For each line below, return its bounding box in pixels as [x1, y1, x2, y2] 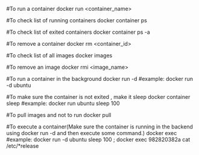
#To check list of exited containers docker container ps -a [6, 28, 151, 36]
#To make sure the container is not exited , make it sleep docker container [6, 93, 191, 100]
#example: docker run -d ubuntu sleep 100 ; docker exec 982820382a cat [6, 136, 191, 143]
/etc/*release [6, 142, 39, 150]
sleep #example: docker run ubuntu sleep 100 [6, 100, 120, 107]
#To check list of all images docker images [6, 52, 113, 59]
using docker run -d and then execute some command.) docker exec [6, 130, 177, 136]
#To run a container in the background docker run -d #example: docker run [6, 75, 193, 82]
